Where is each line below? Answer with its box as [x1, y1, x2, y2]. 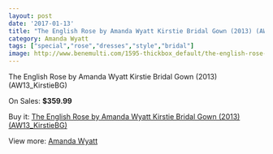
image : [8, 49, 31, 58]
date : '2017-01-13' [8, 19, 75, 28]
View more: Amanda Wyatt [8, 136, 98, 146]
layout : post [8, 11, 53, 20]
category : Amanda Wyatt [8, 34, 89, 43]
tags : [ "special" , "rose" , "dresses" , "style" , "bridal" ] [8, 42, 195, 50]
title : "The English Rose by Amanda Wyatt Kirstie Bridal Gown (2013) [8, 27, 253, 35]
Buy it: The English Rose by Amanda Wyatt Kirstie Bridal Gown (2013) [8, 112, 240, 122]
